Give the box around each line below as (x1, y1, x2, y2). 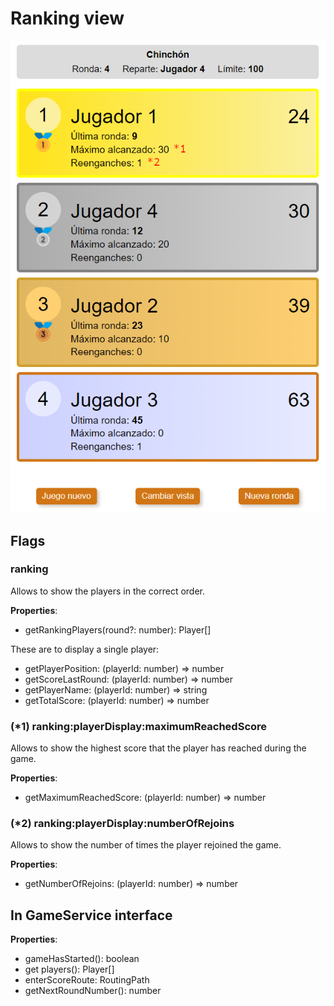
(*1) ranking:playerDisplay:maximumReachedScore (10, 719, 268, 733)
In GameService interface (10, 907, 173, 924)
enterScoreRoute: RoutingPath (24, 974, 150, 986)
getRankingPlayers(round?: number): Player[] (24, 623, 212, 636)
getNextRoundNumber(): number (24, 985, 162, 997)
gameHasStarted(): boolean (24, 953, 140, 965)
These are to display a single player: (10, 643, 160, 655)
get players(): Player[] (24, 963, 115, 976)
